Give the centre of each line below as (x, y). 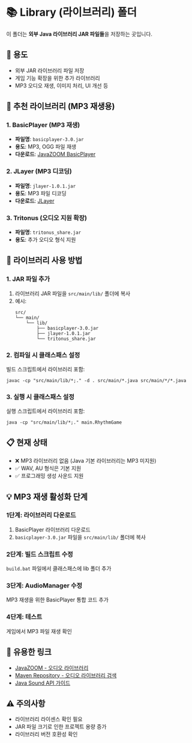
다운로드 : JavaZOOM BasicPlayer (55, 154)
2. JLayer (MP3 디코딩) (39, 171)
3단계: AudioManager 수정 (44, 586)
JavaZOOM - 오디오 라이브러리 (52, 668)
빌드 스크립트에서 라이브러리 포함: (46, 369)
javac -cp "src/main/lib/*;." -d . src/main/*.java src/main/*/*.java (96, 381)
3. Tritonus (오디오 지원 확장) (46, 218)
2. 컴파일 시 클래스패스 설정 (43, 355)
